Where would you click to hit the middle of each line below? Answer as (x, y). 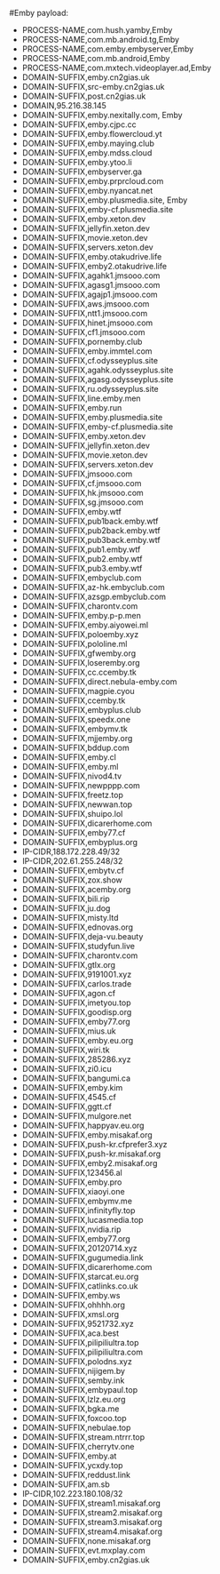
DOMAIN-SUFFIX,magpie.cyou (78, 691)
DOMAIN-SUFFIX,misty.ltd (70, 918)
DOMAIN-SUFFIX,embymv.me (77, 1201)
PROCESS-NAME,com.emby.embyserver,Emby (108, 49)
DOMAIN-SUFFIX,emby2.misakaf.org (90, 1163)
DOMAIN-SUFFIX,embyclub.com (82, 578)
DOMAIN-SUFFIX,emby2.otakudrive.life (94, 266)
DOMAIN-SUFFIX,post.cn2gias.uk (84, 96)
